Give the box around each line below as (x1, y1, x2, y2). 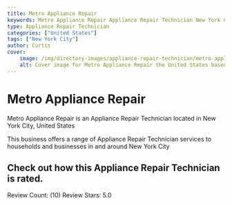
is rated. (7, 173, 43, 184)
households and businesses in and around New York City (7, 142, 171, 150)
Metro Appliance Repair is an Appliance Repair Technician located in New (7, 114, 216, 122)
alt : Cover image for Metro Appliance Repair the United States (19, 61, 209, 68)
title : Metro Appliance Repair (7, 10, 97, 17)
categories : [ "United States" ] (7, 29, 97, 37)
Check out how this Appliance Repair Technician (7, 162, 220, 173)
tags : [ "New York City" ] (7, 36, 79, 43)
